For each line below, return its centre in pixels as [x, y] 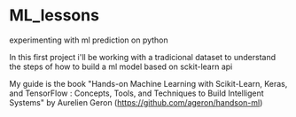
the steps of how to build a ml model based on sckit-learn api [121, 66]
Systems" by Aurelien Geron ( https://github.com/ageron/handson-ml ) [136, 102]
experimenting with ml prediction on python [89, 40]
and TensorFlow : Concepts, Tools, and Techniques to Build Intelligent [136, 93]
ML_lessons [55, 16]
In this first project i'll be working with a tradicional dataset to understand [143, 57]
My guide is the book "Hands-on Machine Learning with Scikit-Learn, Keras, [148, 83]
